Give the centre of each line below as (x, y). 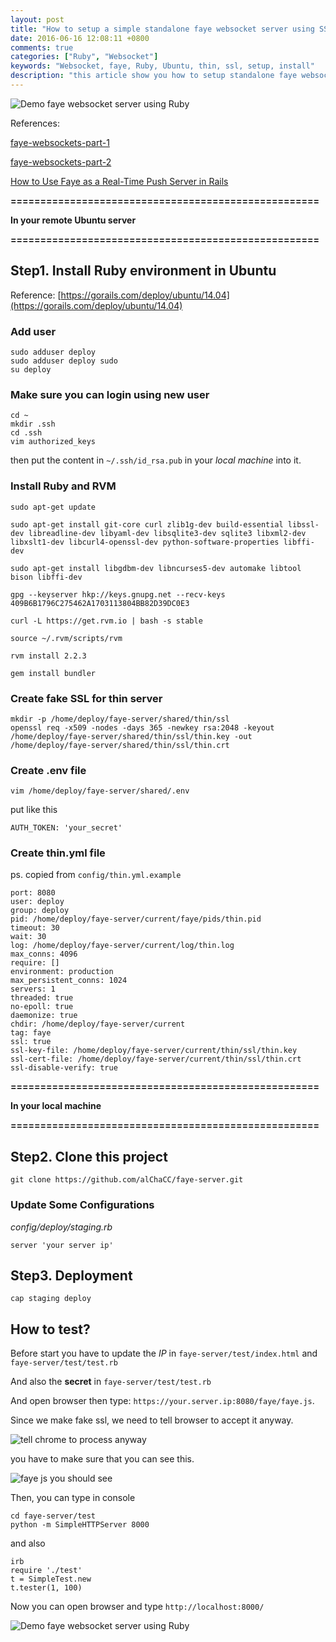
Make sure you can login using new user (110, 394)
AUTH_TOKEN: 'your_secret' (66, 828)
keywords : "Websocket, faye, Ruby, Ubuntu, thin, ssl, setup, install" (162, 66)
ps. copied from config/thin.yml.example (96, 875)
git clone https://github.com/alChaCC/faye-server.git (127, 1180)
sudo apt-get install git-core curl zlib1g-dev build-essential (147, 524)
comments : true (42, 47)
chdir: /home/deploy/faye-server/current (98, 1024)
